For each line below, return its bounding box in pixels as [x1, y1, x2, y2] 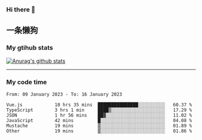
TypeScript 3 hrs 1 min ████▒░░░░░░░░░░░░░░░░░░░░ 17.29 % [6, 107, 192, 113]
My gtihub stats [6, 44, 54, 52]
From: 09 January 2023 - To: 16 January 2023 [6, 91, 122, 98]
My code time [6, 78, 47, 86]
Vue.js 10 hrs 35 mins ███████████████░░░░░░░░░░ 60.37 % [6, 102, 192, 108]
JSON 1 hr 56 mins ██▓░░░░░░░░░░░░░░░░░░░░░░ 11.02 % [6, 112, 192, 118]
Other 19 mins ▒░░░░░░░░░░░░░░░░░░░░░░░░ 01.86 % [6, 128, 192, 134]
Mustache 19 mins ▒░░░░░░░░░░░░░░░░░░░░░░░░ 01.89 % [6, 123, 192, 129]
